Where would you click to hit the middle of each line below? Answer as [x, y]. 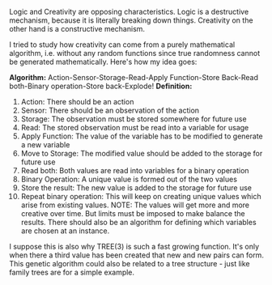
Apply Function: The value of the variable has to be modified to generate [142, 136]
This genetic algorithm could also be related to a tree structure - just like [130, 264]
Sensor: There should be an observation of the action [110, 110]
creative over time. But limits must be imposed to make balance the [133, 213]
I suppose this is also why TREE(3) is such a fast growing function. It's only [134, 247]
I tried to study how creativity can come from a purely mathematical [122, 45]
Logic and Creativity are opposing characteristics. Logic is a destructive [129, 12]
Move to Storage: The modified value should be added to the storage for [142, 153]
